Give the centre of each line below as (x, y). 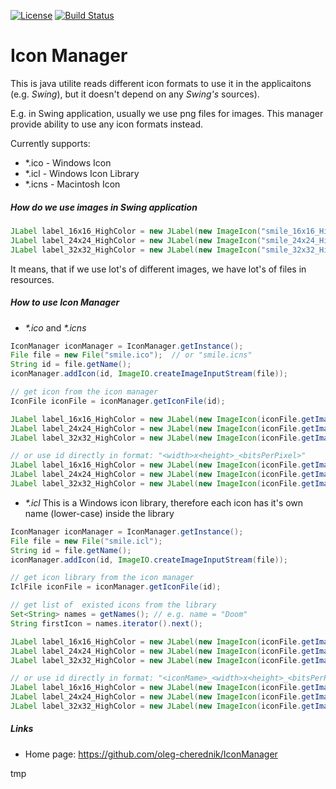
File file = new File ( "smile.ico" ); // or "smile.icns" (131, 355)
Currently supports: (50, 143)
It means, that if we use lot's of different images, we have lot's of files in (158, 269)
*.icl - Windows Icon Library (82, 173)
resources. (32, 279)
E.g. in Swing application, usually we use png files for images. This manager (167, 113)
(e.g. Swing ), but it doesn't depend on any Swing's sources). (135, 94)
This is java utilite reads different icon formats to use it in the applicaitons (161, 83)
